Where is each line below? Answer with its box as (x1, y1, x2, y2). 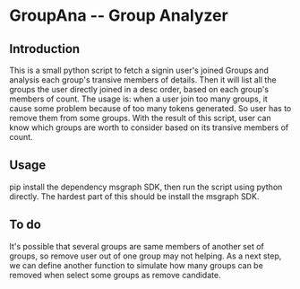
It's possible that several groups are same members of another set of (9, 241, 264, 251)
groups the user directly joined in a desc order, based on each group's (9, 84, 270, 94)
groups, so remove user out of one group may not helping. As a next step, (9, 250, 282, 261)
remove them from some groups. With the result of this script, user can (9, 113, 271, 123)
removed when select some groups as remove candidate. (9, 269, 221, 280)
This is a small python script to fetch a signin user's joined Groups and (9, 65, 269, 75)
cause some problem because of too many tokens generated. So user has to (9, 103, 292, 113)
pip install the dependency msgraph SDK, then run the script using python (9, 181, 283, 192)
